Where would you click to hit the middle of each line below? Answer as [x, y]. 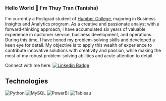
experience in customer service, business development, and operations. [79, 35]
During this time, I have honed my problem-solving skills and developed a [80, 40]
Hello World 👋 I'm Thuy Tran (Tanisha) [52, 8]
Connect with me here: [28, 65]
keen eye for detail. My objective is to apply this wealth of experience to [79, 45]
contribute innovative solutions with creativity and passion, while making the [83, 50]
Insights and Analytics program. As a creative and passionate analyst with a [82, 24]
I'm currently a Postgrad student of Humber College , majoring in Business [81, 19]
